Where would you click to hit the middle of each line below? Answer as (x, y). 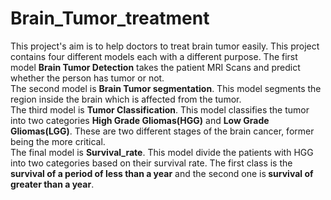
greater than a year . (52, 184)
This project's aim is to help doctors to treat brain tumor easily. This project (165, 46)
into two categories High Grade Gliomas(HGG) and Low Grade (140, 120)
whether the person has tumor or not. (87, 78)
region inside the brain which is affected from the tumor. (126, 99)
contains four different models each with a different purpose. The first (154, 56)
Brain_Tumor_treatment (110, 18)
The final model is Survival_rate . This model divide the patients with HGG (162, 152)
